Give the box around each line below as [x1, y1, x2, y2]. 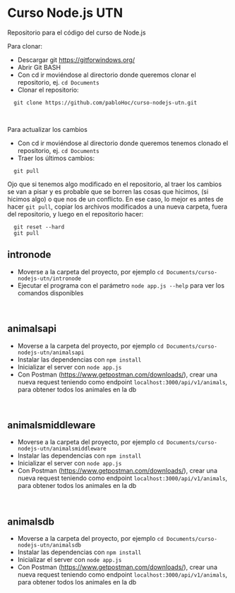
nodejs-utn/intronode [17, 275, 81, 282]
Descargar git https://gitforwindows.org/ [17, 55, 135, 64]
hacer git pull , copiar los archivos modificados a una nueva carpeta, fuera [7, 202, 228, 211]
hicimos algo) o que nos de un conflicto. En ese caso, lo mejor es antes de [7, 195, 224, 203]
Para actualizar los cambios [7, 125, 88, 133]
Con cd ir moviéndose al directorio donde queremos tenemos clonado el [17, 139, 229, 147]
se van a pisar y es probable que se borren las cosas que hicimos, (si [7, 187, 209, 195]
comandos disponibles [17, 288, 84, 297]
